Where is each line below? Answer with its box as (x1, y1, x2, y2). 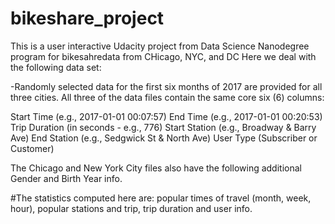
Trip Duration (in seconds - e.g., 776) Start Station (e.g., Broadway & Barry (10, 121, 317, 133)
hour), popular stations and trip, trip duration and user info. (10, 202, 253, 214)
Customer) (10, 142, 55, 154)
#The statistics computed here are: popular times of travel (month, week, (10, 192, 312, 204)
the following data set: (10, 61, 102, 73)
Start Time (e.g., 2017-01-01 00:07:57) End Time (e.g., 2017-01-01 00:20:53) (10, 110, 323, 122)
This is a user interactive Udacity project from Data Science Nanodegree (10, 40, 310, 52)
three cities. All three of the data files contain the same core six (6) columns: (10, 91, 325, 103)
